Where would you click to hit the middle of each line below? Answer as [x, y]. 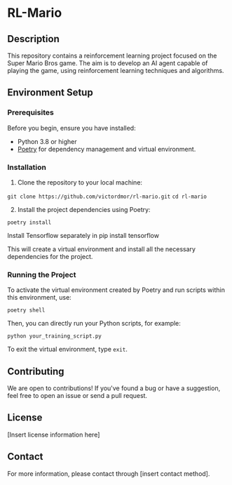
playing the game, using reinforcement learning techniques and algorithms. [116, 71]
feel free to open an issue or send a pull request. [77, 396]
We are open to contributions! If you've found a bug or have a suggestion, [114, 388]
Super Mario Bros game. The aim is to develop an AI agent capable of [108, 63]
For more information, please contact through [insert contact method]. [109, 473]
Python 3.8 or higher [47, 141]
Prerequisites [30, 112]
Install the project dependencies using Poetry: [84, 209]
